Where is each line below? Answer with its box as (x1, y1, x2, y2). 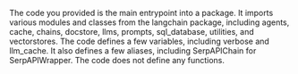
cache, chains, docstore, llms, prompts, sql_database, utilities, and (9, 27, 254, 37)
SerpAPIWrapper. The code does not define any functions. (9, 55, 226, 65)
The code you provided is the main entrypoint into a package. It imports (9, 8, 274, 18)
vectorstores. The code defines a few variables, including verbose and (9, 36, 270, 46)
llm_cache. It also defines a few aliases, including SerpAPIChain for (9, 45, 257, 56)
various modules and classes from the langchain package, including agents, (9, 17, 290, 28)
